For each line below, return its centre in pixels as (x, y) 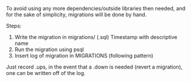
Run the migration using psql (49, 49)
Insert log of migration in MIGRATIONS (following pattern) (84, 56)
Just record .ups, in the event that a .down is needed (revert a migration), (94, 67)
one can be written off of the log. (46, 73)
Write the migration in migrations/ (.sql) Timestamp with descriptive (96, 37)
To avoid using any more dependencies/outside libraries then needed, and (96, 8)
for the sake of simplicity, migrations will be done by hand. (76, 15)
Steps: (14, 26)
